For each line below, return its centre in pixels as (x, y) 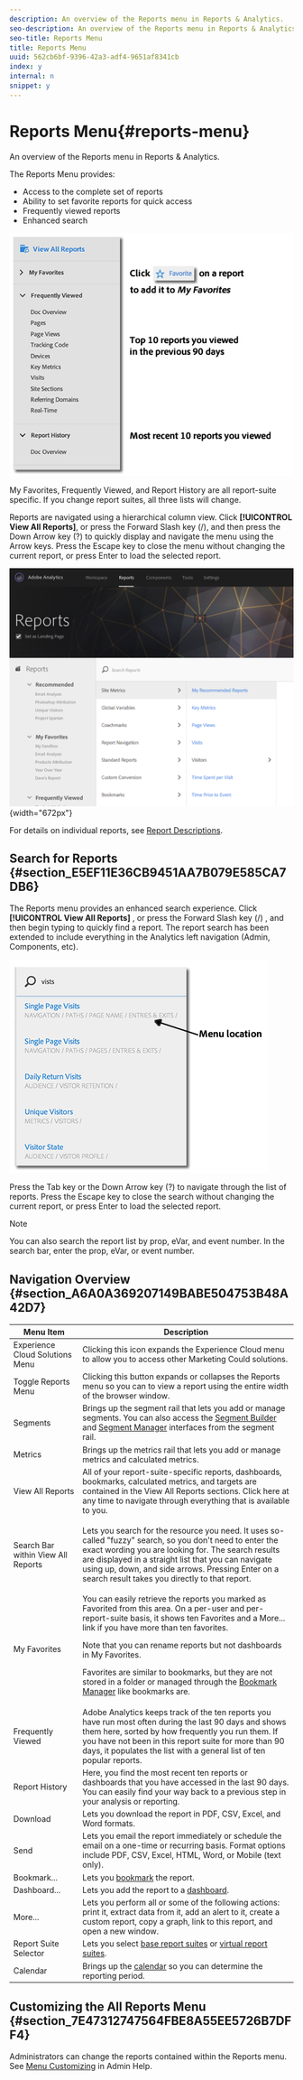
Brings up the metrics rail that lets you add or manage (182, 1450)
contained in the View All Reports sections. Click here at (186, 1490)
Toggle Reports (41, 1381)
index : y (26, 67)
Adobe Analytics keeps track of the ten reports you (177, 1712)
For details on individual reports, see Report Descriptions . (116, 830)
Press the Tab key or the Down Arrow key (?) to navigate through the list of (148, 1187)
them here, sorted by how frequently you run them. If (180, 1731)
